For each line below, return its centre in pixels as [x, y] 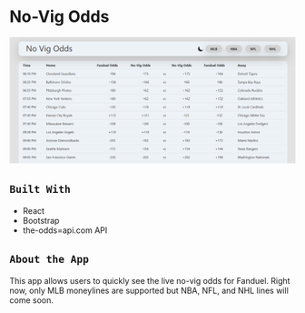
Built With [40, 190]
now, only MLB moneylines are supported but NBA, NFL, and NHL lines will [149, 290]
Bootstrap [41, 220]
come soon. [32, 300]
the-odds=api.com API [65, 230]
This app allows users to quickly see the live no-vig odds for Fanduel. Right [150, 280]
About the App [49, 259]
